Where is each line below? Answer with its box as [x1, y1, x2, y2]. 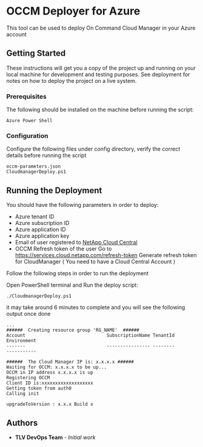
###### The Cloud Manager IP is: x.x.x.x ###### [6, 359, 135, 365]
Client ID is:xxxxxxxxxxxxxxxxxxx [6, 380, 94, 387]
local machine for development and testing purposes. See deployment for [6, 71, 190, 78]
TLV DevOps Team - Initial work [15, 434, 96, 441]
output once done [6, 310, 51, 318]
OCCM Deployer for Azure [6, 4, 141, 18]
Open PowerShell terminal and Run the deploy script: [6, 281, 138, 289]
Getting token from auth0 [6, 385, 72, 391]
